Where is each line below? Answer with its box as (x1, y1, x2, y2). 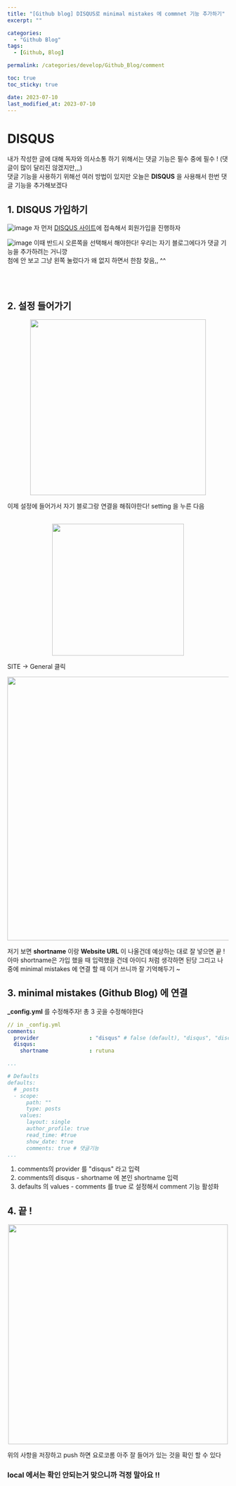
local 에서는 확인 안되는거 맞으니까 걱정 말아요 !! (7, 1471, 160, 1480)
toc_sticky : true (7, 81, 58, 88)
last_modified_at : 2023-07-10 (7, 100, 96, 108)
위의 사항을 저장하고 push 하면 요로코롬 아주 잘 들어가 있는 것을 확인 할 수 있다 (7, 1451, 221, 1459)
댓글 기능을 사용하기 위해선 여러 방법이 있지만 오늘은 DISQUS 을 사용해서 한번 (7, 172, 220, 181)
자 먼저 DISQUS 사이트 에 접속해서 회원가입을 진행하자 (34, 224, 181, 232)
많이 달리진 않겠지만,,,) (20, 163, 83, 172)
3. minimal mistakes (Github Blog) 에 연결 (7, 987, 188, 999)
